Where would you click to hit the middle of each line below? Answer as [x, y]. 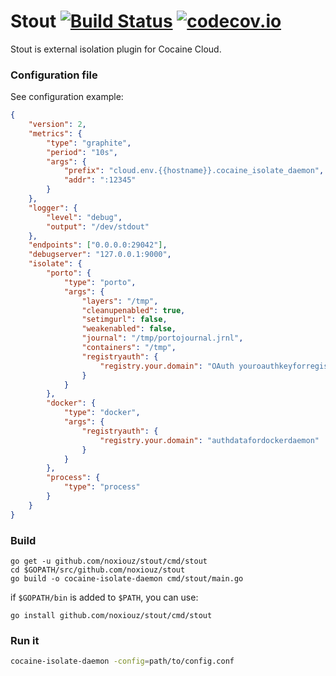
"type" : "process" [102, 487]
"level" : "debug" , [84, 217]
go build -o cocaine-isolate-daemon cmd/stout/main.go [127, 579]
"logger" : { [53, 208]
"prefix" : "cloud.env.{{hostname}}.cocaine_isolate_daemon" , [194, 171]
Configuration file [54, 75]
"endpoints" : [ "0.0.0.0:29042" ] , [98, 245]
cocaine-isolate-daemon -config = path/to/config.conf [122, 661]
